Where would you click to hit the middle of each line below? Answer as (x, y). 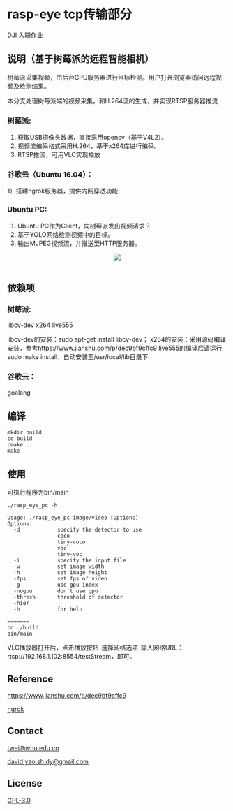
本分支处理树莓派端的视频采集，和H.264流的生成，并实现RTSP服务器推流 (113, 101)
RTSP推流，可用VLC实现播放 (59, 155)
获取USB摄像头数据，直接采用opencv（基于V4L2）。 (92, 138)
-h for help (48, 609)
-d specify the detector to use (77, 530)
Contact (25, 731)
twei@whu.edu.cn (33, 747)
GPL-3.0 (19, 800)
